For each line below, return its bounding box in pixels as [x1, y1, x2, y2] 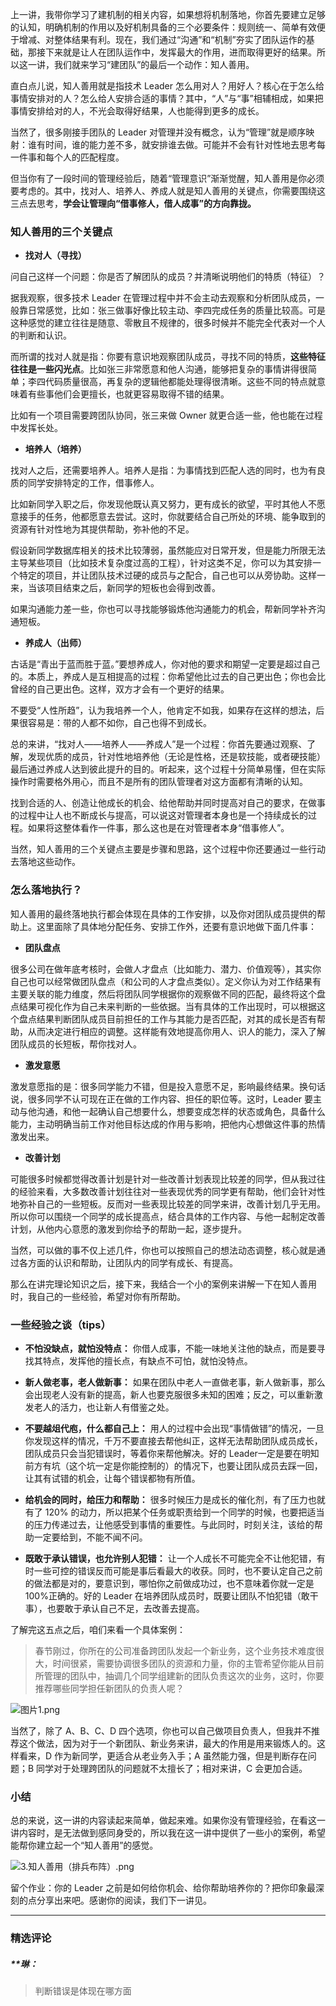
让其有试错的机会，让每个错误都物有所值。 [24, 1472, 201, 1484]
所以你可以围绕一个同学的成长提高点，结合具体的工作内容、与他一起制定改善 [10, 1210, 326, 1222]
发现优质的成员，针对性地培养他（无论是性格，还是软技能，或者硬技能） [27, 751, 326, 763]
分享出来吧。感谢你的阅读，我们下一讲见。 [36, 1894, 212, 1907]
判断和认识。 [18, 329, 72, 342]
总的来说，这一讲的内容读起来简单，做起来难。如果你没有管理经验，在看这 [10, 1814, 317, 1827]
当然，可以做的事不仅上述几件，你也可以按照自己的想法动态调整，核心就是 [10, 1244, 317, 1256]
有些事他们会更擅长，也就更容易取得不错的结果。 [27, 388, 230, 400]
